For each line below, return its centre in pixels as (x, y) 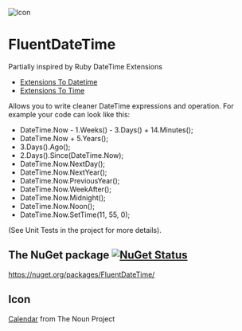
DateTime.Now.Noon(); (57, 206)
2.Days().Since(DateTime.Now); (72, 155)
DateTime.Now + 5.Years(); (64, 138)
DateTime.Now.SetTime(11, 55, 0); (75, 215)
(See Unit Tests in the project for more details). (85, 230)
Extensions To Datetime (59, 82)
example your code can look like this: (69, 114)
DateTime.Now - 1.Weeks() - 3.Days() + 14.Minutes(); (106, 130)
